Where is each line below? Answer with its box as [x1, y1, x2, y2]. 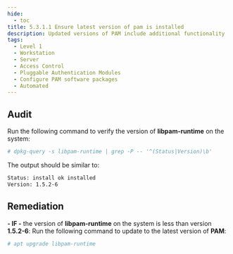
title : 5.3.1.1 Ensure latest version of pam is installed [7, 23, 184, 30]
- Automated [13, 82, 49, 89]
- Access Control [13, 63, 65, 70]
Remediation [7, 201, 65, 212]
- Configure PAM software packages [13, 75, 118, 83]
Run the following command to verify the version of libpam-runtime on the [7, 127, 225, 136]
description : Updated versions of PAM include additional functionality [7, 30, 225, 37]
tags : [7, 37, 23, 44]
